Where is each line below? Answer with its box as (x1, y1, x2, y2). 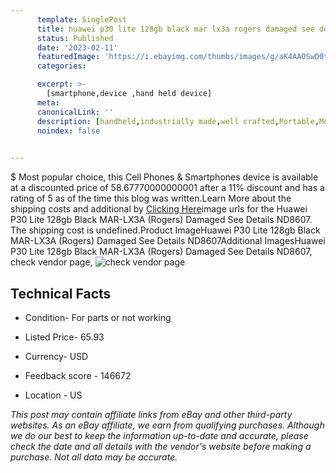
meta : (36, 97, 60, 108)
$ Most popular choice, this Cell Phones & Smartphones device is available (10, 171, 319, 183)
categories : (36, 61, 87, 71)
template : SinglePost (36, 14, 128, 25)
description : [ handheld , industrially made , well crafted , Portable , (36, 116, 320, 126)
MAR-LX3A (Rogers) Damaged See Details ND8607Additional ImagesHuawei (10, 235, 326, 247)
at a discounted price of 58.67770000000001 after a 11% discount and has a (10, 182, 325, 194)
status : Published (36, 33, 114, 43)
